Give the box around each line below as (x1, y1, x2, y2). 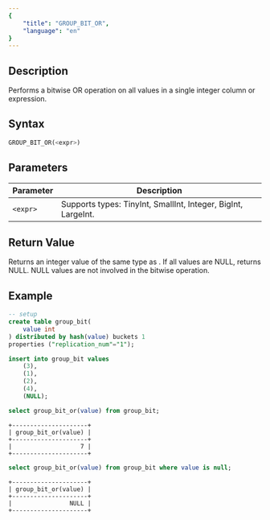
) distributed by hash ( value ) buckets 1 (8, 332, 146, 340)
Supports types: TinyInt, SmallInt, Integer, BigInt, (60, 198, 243, 209)
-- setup (8, 311, 38, 319)
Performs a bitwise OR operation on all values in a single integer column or (8, 85, 256, 95)
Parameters (8, 161, 68, 175)
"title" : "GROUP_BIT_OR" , (22, 19, 110, 27)
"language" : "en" (22, 27, 81, 35)
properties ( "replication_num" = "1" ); (8, 340, 135, 349)
